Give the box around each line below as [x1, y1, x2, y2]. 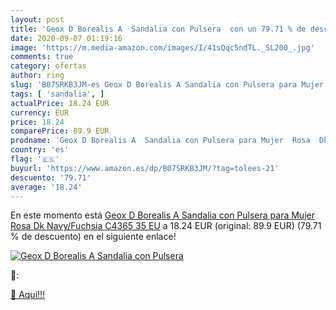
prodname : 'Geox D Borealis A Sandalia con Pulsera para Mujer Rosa [10, 136, 311, 146]
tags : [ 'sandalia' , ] [10, 89, 105, 99]
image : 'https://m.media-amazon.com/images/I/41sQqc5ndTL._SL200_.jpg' [10, 42, 315, 53]
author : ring [10, 71, 65, 81]
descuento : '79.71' [10, 172, 92, 183]
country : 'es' [10, 145, 70, 155]
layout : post [10, 14, 65, 25]
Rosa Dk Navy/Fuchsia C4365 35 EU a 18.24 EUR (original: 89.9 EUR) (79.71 [10, 220, 322, 232]
